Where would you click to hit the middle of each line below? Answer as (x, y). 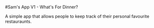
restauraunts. (18, 21)
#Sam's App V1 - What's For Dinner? (42, 7)
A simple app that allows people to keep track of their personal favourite (77, 16)
